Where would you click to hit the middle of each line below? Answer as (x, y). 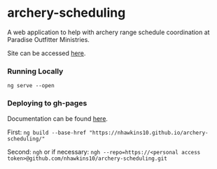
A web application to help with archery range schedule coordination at (108, 32)
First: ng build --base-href (47, 132)
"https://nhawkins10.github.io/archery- (149, 133)
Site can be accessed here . (47, 53)
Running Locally (35, 71)
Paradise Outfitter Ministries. (48, 39)
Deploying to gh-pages (47, 103)
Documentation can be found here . (58, 118)
